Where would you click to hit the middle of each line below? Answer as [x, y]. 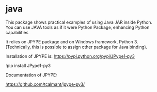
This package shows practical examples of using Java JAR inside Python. [79, 22]
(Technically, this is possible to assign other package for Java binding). [76, 47]
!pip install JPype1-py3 [28, 66]
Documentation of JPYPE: [31, 75]
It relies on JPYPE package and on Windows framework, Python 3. [72, 41]
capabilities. [17, 32]
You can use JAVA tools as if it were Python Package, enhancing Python [78, 27]
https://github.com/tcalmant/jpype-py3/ [45, 84]
